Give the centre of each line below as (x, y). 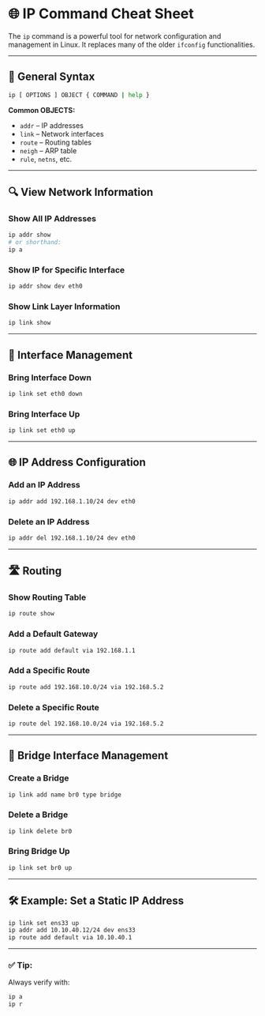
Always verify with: (39, 982)
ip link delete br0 (40, 831)
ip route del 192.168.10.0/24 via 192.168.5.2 (86, 724)
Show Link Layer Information (64, 307)
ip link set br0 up (40, 867)
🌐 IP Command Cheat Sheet (101, 14)
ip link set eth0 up (42, 431)
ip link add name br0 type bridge (65, 795)
